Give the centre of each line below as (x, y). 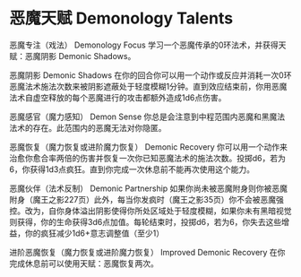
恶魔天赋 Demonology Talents (121, 18)
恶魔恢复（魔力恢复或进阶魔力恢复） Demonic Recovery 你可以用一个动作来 (149, 147)
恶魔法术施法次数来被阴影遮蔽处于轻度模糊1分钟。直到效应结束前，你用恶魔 (148, 86)
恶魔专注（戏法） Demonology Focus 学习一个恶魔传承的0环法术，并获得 (144, 45)
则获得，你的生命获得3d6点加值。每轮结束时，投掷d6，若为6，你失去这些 (146, 221)
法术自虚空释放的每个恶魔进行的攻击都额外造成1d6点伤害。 (118, 97)
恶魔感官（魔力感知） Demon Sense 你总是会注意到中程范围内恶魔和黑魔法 (147, 117)
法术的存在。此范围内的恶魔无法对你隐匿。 (88, 127)
